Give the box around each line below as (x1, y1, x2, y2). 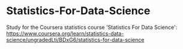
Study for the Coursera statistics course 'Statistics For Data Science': (6, 24, 178, 31)
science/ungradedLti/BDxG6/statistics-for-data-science (6, 36, 145, 43)
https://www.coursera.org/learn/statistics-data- (6, 30, 124, 37)
